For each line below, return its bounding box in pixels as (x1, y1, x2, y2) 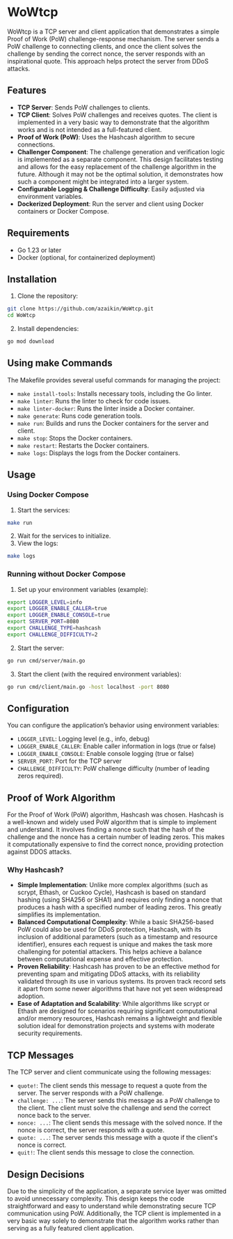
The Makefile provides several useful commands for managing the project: (7, 376, 221, 384)
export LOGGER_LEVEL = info (7, 598, 82, 606)
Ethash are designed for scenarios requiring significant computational (17, 1007, 218, 1016)
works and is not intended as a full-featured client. (17, 125, 162, 133)
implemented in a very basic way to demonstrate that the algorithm (17, 118, 210, 126)
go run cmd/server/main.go (7, 657, 86, 664)
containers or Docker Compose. (17, 207, 109, 215)
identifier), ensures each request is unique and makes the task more (17, 940, 213, 949)
